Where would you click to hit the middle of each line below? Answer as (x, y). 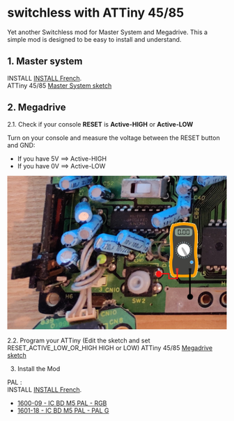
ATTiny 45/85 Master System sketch (60, 86)
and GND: (21, 145)
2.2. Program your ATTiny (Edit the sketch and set (79, 341)
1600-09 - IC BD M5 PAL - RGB (62, 403)
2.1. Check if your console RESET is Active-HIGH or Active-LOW (100, 124)
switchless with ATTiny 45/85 (96, 13)
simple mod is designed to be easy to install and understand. (94, 39)
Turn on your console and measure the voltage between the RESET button (114, 138)
